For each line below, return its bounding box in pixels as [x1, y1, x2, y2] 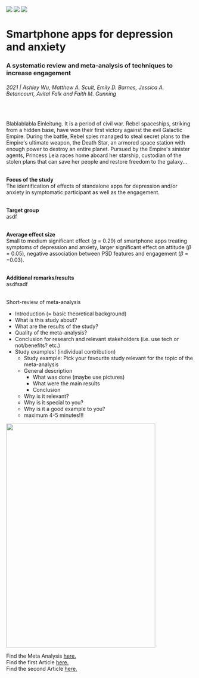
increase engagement [6, 69, 71, 77]
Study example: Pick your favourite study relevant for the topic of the [23, 355, 194, 362]
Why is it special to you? [23, 399, 83, 406]
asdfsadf [6, 281, 28, 288]
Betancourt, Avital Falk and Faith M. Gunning [6, 90, 117, 97]
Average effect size [6, 231, 55, 238]
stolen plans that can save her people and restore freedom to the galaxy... [6, 158, 188, 165]
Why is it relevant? [23, 392, 70, 400]
